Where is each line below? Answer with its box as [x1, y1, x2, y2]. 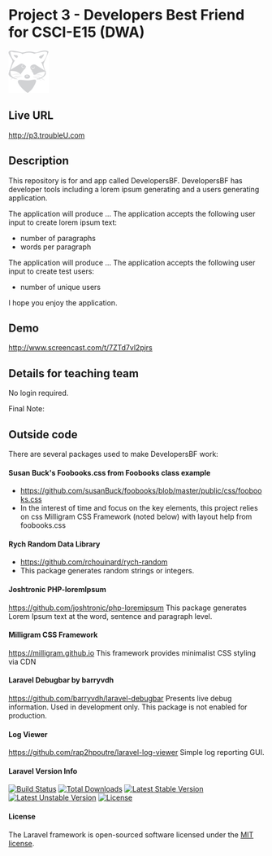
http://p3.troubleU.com [8, 130, 85, 140]
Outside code [8, 428, 78, 441]
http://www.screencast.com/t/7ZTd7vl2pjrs [8, 343, 153, 353]
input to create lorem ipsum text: [8, 217, 118, 227]
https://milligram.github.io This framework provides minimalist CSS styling [8, 647, 257, 657]
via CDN [8, 656, 37, 666]
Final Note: [8, 404, 45, 414]
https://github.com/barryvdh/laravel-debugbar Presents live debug [8, 694, 232, 704]
